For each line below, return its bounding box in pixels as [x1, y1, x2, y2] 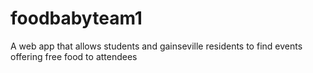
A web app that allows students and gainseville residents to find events [10, 40, 303, 52]
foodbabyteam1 [10, 7, 143, 30]
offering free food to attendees [10, 50, 138, 62]
